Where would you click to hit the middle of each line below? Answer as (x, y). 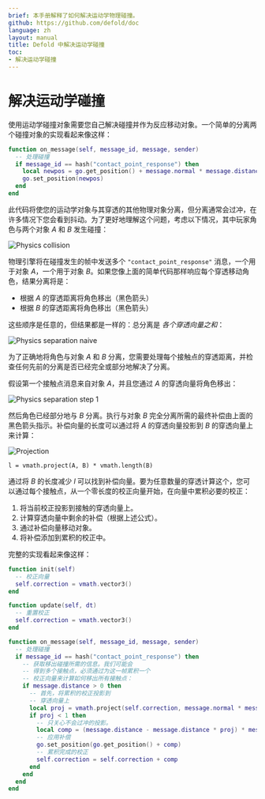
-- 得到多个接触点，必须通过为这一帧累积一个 (86, 671)
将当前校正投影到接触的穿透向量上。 (78, 507)
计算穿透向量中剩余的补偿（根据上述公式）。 (90, 518)
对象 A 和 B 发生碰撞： (72, 229)
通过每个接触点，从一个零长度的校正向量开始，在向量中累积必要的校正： (132, 491)
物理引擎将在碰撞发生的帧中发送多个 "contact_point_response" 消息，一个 (129, 261)
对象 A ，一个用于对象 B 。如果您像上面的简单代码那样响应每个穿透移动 (129, 271)
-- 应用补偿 (54, 737)
